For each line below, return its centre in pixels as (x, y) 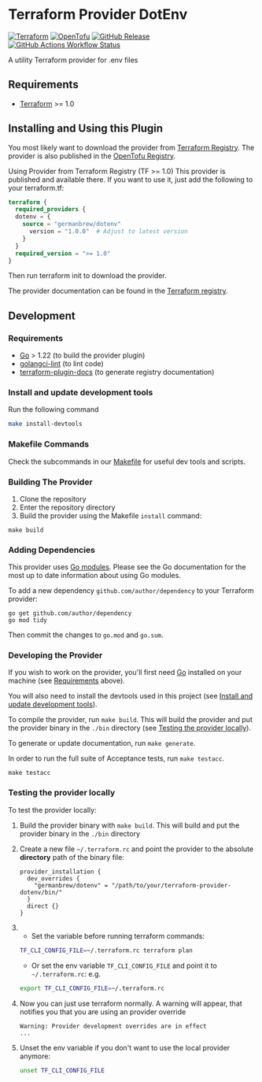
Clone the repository (53, 498)
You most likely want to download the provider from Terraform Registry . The (131, 147)
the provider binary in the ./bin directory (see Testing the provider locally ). (130, 728)
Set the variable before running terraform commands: (118, 936)
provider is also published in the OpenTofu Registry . (92, 156)
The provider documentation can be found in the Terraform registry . (118, 291)
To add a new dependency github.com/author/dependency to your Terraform (131, 591)
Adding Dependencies (52, 550)
